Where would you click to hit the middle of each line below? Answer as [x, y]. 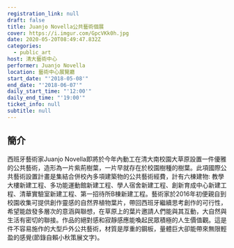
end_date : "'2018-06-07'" [45, 85]
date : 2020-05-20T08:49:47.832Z [54, 40]
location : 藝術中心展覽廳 [41, 72]
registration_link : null [43, 14]
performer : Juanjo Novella [46, 65]
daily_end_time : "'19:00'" [46, 98]
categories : [24, 46]
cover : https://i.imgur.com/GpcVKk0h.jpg [68, 33]
